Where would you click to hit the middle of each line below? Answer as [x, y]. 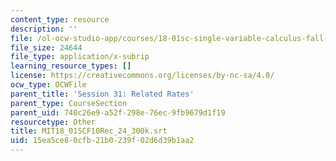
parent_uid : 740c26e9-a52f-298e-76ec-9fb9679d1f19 [118, 112]
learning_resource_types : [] [71, 66]
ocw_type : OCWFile [48, 85]
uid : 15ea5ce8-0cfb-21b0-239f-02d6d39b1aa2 [102, 141]
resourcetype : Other [53, 122]
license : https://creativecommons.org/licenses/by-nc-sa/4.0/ [142, 76]
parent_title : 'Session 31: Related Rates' [102, 94]
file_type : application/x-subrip [80, 57]
